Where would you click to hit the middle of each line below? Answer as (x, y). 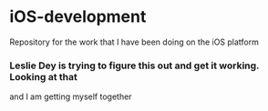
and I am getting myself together (71, 96)
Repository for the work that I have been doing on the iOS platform (134, 42)
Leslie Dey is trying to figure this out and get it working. (134, 66)
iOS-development (78, 17)
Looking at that (43, 76)
